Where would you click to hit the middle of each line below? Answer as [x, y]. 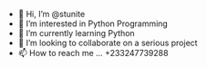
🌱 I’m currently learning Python [76, 33]
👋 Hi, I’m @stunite [52, 14]
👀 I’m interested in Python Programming [93, 24]
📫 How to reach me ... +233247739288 [93, 53]
